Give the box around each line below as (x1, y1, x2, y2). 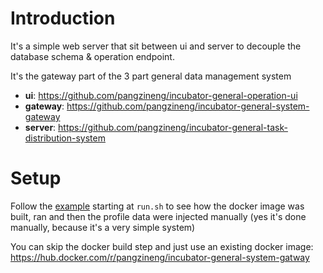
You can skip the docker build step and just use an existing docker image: (10, 240, 314, 252)
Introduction (10, 7, 116, 30)
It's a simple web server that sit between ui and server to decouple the (10, 40, 302, 52)
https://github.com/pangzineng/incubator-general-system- (66, 100, 310, 112)
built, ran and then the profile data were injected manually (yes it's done (10, 210, 307, 222)
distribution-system (24, 132, 106, 144)
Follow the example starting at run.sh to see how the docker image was (10, 200, 305, 212)
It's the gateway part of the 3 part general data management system (10, 70, 292, 82)
